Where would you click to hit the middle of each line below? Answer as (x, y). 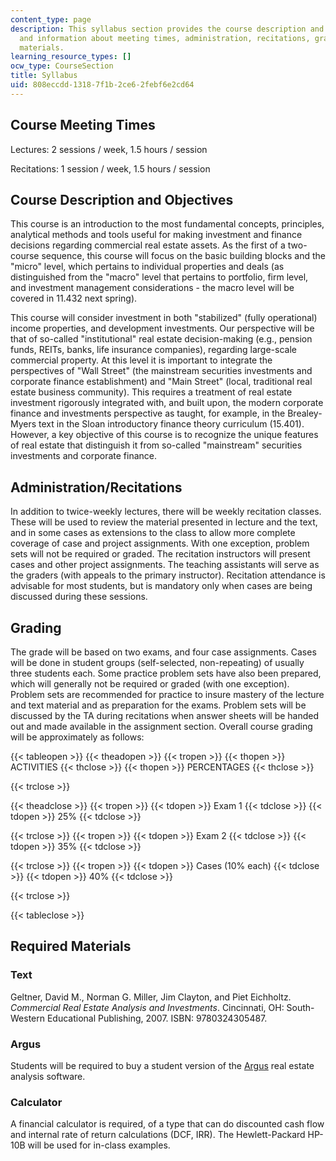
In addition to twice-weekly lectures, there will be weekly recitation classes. (166, 512)
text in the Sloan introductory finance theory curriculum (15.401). (171, 424)
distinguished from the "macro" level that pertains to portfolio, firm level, (159, 277)
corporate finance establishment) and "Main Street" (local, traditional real (161, 382)
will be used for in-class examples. (99, 1145)
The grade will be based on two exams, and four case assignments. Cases (163, 652)
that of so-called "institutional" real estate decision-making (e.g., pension (161, 339)
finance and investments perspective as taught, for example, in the (148, 413)
